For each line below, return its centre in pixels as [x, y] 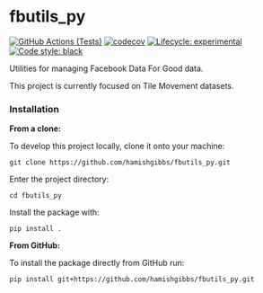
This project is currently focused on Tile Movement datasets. [122, 85]
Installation [35, 109]
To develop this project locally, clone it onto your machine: [117, 146]
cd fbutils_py [36, 196]
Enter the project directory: [59, 179]
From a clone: [35, 129]
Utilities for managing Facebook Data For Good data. [106, 68]
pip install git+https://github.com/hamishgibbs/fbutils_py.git [132, 280]
